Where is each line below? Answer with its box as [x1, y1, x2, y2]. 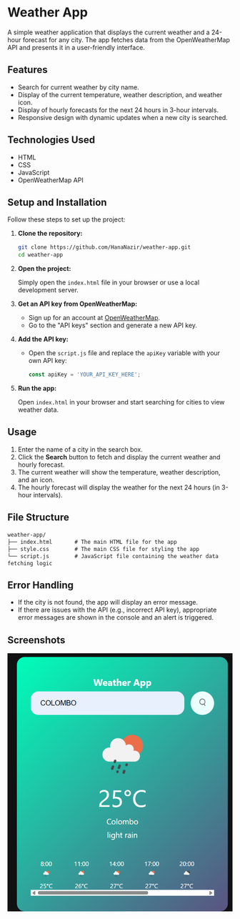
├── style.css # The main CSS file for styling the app [7, 545, 200, 552]
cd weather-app [17, 252, 64, 259]
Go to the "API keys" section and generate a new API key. [28, 321, 198, 329]
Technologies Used [7, 134, 95, 146]
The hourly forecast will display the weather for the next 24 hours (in [17, 483, 220, 492]
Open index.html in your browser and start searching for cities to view [17, 398, 225, 406]
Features [7, 64, 48, 76]
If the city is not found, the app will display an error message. [17, 598, 199, 607]
